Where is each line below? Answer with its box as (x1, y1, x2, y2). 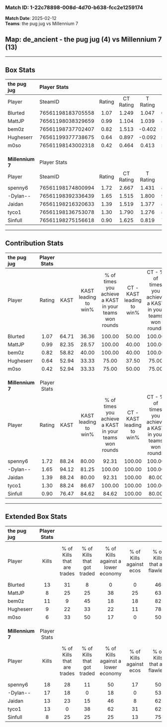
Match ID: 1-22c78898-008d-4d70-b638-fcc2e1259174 (5, 4, 143, 11)
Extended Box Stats (5, 512, 67, 521)
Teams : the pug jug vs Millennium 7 (5, 20, 79, 26)
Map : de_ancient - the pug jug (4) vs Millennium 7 (5, 35, 162, 43)
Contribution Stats (5, 239, 64, 248)
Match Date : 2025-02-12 (5, 15, 57, 21)
